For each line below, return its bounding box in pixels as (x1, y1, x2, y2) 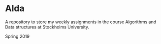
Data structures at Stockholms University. (5, 24, 90, 29)
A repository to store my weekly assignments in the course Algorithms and (5, 19, 157, 25)
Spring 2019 (5, 33, 30, 39)
